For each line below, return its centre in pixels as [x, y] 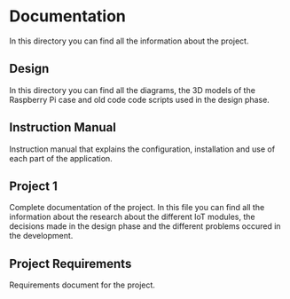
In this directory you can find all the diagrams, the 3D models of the [132, 90]
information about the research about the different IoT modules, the [132, 217]
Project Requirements [71, 264]
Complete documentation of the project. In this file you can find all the [137, 208]
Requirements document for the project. [82, 285]
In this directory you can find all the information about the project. [129, 41]
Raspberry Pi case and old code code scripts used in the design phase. [140, 99]
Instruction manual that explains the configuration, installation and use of [142, 149]
